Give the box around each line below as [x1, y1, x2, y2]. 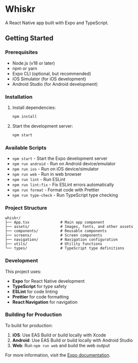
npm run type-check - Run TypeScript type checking [12, 192, 118, 198]
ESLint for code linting [12, 289, 58, 294]
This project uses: [5, 268, 42, 274]
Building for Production [5, 311, 62, 318]
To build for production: [5, 322, 53, 328]
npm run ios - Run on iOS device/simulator [12, 166, 99, 172]
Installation [5, 93, 33, 100]
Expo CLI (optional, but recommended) [12, 71, 91, 76]
